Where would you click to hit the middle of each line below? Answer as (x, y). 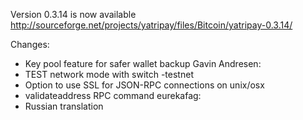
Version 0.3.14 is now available (73, 14)
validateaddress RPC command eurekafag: (113, 95)
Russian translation (64, 106)
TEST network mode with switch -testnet (109, 74)
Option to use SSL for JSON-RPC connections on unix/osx (144, 85)
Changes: (30, 44)
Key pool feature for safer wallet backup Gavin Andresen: (143, 63)
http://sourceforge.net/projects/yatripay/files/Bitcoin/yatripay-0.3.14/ (151, 25)
